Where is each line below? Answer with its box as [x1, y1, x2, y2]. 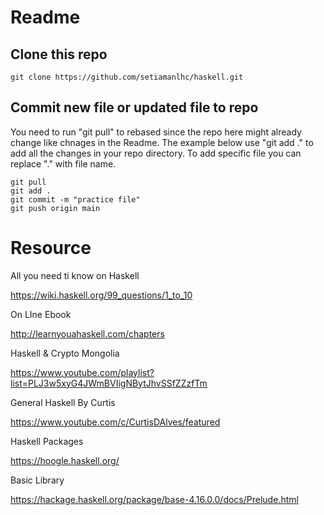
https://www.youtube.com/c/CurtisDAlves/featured [10, 416, 221, 428]
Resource [10, 237, 92, 259]
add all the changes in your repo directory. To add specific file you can [10, 147, 302, 159]
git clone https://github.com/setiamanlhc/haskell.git [10, 72, 244, 82]
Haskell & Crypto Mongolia [10, 347, 120, 359]
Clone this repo [10, 46, 108, 63]
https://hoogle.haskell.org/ [10, 454, 120, 466]
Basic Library [10, 474, 65, 486]
